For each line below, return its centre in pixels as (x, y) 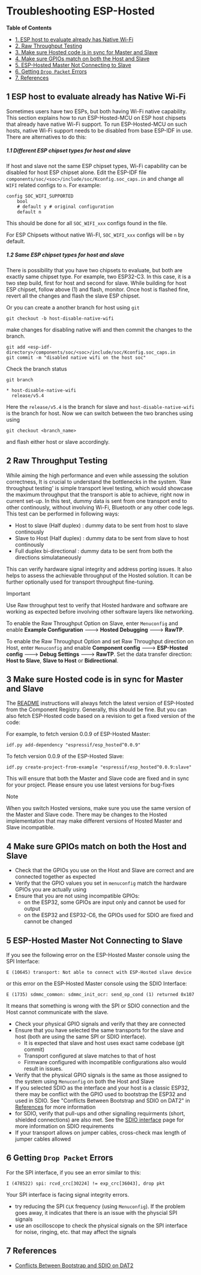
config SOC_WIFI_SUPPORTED (40, 196)
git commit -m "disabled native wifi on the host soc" (76, 357)
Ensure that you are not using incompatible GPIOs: (77, 896)
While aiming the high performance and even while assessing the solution (97, 475)
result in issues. (43, 1068)
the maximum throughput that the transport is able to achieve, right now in (98, 494)
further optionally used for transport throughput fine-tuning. (80, 582)
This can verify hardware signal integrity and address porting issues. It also (99, 569)
